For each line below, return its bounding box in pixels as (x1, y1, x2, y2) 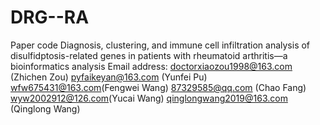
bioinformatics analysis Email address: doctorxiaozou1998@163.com (10, 60, 293, 72)
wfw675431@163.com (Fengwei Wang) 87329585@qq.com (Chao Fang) (10, 81, 307, 93)
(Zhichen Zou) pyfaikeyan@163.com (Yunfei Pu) (10, 71, 208, 83)
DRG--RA (10, 6, 90, 29)
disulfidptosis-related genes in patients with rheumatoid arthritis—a (10, 49, 288, 61)
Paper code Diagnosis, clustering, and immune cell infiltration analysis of (10, 39, 311, 51)
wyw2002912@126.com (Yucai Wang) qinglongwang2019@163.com (10, 92, 288, 104)
